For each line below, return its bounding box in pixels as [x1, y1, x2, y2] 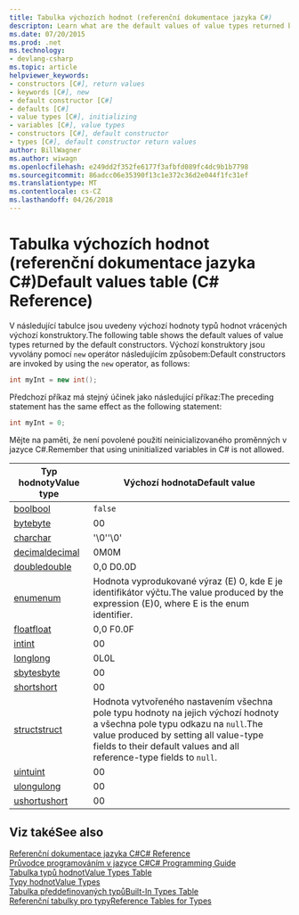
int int [13, 637, 36, 649]
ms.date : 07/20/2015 [9, 29, 86, 38]
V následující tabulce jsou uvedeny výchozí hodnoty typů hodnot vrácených [9, 320, 287, 331]
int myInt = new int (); [9, 375, 98, 384]
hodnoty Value [18, 476, 80, 489]
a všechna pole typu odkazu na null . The [93, 717, 263, 730]
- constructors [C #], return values [9, 79, 145, 88]
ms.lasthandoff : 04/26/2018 [9, 195, 114, 205]
